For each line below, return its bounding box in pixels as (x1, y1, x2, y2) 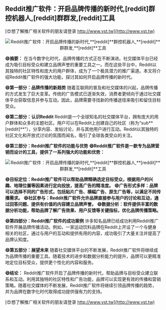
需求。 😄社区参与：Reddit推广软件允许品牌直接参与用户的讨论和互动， (9, 195, 155, 201)
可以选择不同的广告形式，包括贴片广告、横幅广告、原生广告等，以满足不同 (5, 188, 157, 194)
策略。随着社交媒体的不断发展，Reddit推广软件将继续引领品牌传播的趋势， (5, 282, 157, 288)
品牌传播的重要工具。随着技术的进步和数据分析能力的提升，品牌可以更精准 (9, 253, 161, 259)
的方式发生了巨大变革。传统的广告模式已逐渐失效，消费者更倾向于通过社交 (5, 91, 157, 97)
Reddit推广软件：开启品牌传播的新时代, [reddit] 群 (5, 4, 156, 13)
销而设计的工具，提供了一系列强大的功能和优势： (5, 149, 105, 155)
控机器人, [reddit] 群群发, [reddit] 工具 (5, 14, 115, 22)
